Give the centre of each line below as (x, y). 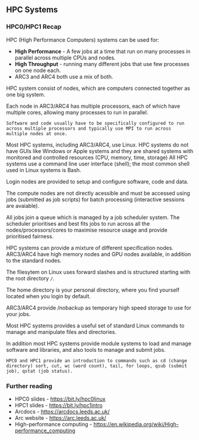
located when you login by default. (48, 296)
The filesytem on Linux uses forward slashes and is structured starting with (98, 272)
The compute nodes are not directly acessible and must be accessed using (98, 193)
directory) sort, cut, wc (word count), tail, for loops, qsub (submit (97, 366)
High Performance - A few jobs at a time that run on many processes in (102, 51)
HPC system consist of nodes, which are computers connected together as (98, 88)
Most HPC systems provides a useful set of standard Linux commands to (95, 325)
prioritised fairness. (30, 236)
